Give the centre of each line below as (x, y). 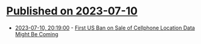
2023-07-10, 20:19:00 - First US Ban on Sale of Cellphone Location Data (105, 28)
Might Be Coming (37, 34)
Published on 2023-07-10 (72, 11)
